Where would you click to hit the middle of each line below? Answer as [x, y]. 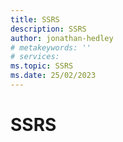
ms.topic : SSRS [42, 66]
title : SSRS [35, 19]
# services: [35, 57]
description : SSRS [48, 29]
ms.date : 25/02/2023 [53, 76]
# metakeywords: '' [51, 47]
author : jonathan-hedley [62, 38]
